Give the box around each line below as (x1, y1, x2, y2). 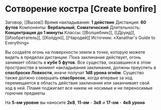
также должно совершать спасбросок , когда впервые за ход (5, 75, 133, 81)
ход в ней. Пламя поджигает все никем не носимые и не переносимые (5, 85, 153, 91)
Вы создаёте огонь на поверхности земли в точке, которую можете (5, 49, 146, 55)
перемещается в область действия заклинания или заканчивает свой (5, 80, 150, 85)
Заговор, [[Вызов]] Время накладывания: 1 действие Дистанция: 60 (5, 19, 146, 25)
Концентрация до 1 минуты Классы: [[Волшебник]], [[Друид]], (5, 29, 135, 35)
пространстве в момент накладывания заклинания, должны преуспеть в (5, 64, 156, 70)
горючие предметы (5, 90, 45, 96)
